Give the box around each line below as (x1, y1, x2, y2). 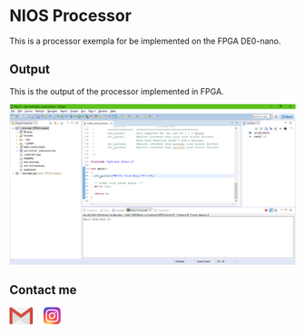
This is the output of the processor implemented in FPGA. (9, 85, 224, 96)
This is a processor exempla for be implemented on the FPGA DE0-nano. (9, 35, 281, 46)
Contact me (9, 282, 77, 298)
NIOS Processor (9, 5, 132, 26)
